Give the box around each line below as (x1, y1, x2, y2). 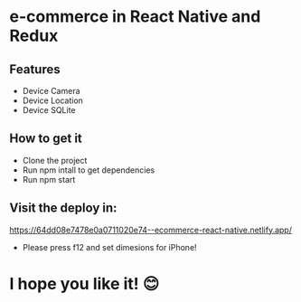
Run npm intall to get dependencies (22, 165, 155, 175)
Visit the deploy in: (9, 201, 118, 216)
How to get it (9, 131, 83, 146)
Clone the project (22, 155, 88, 165)
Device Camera (22, 86, 80, 96)
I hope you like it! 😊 (9, 273, 160, 294)
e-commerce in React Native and (9, 6, 261, 27)
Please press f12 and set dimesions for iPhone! (22, 241, 197, 252)
